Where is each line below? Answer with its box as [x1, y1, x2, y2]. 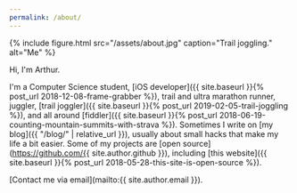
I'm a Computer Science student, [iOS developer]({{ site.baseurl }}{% [9, 81, 265, 92]
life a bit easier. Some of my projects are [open [9, 138, 181, 149]
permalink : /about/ [9, 12, 82, 22]
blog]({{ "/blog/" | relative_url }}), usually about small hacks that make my [9, 128, 279, 139]
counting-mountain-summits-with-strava [9, 119, 160, 130]
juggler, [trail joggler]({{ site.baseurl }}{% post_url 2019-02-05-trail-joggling [9, 100, 288, 111]
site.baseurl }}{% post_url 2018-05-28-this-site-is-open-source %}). [9, 157, 262, 167]
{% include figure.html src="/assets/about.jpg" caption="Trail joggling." [9, 37, 273, 48]
